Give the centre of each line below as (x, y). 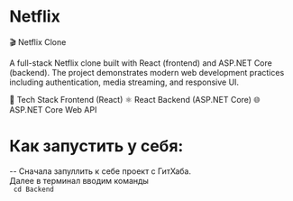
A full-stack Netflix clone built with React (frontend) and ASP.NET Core (141, 63)
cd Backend (33, 189)
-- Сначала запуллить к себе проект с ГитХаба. (101, 171)
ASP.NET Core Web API (53, 109)
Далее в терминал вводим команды (79, 180)
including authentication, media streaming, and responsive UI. (124, 82)
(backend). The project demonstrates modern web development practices (147, 72)
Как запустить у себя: (96, 146)
